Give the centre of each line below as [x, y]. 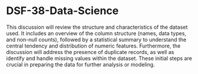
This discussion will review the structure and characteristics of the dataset [97, 27]
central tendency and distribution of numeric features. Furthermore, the [93, 46]
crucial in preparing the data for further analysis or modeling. [81, 64]
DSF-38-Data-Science [63, 11]
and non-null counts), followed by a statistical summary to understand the [96, 39]
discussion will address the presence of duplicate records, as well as [90, 52]
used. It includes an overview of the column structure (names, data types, [96, 33]
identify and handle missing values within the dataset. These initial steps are [99, 58]
